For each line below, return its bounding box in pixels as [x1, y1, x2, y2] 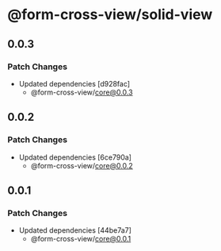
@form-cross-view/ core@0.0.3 [30, 87, 133, 97]
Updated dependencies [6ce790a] [18, 153, 132, 162]
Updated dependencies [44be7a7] [18, 226, 132, 235]
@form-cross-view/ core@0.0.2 [30, 160, 134, 170]
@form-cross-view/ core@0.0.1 [30, 234, 131, 244]
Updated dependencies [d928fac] [18, 79, 131, 88]
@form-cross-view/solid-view [7, 6, 213, 24]
